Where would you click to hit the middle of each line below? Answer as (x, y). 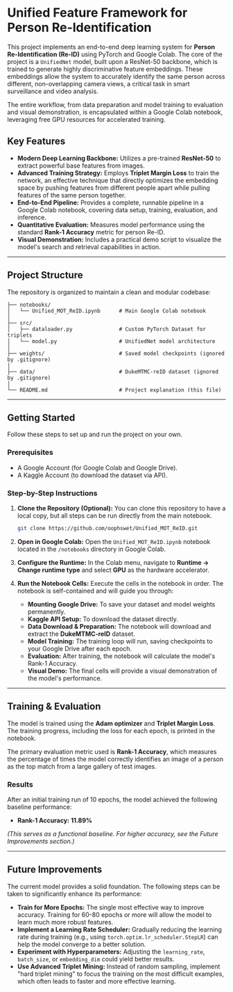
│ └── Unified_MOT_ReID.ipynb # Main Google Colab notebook (107, 311)
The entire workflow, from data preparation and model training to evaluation (115, 104)
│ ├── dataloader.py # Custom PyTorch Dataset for (107, 329)
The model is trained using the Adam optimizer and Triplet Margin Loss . (111, 723)
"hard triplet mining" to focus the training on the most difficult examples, (120, 974)
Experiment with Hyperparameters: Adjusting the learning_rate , (111, 952)
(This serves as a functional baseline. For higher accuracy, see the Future (113, 833)
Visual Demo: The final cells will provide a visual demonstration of (122, 671)
